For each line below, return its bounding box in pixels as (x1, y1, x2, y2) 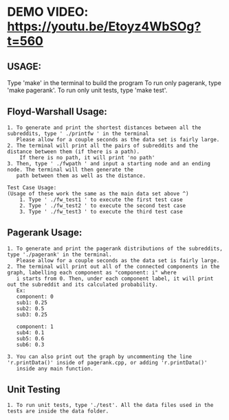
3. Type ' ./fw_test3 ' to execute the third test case (19, 208, 184, 215)
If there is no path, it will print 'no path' (19, 154, 155, 161)
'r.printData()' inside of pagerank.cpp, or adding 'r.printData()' (7, 359, 208, 366)
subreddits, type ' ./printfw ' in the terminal (7, 130, 149, 137)
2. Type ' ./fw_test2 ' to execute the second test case (19, 202, 186, 209)
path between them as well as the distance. (16, 172, 146, 179)
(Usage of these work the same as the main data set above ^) (7, 190, 189, 197)
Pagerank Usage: (7, 227, 83, 239)
